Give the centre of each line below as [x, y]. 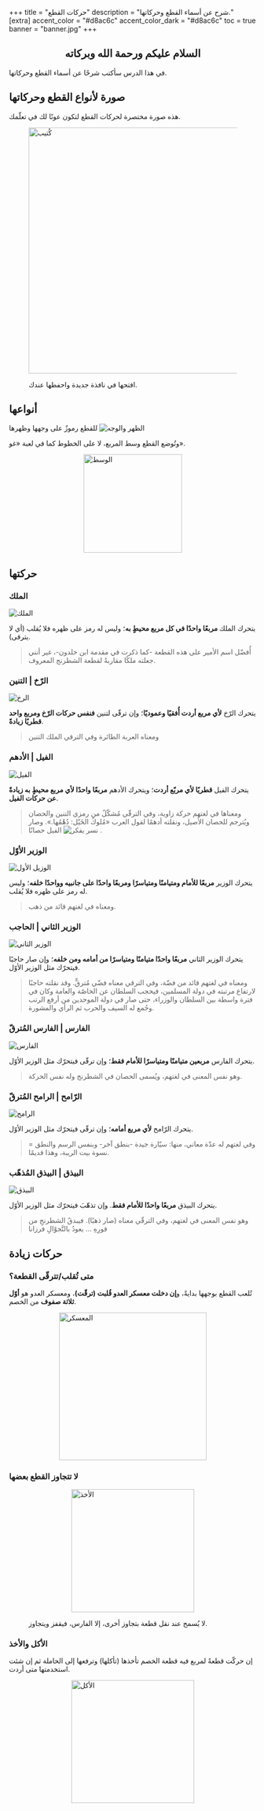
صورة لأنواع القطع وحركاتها [67, 97]
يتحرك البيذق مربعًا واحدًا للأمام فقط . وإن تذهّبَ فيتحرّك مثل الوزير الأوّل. [113, 1205]
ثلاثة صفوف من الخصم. [43, 1301]
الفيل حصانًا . [65, 830]
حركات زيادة [36, 1253]
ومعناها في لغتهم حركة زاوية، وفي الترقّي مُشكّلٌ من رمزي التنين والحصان [135, 813]
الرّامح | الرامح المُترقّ [46, 1096]
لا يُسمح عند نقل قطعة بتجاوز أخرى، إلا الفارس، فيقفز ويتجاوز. [118, 1624]
